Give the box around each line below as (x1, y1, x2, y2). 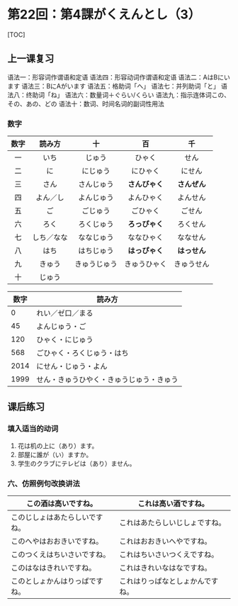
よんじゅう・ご (36, 322, 86, 332)
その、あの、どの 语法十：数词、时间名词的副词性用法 (7, 99, 164, 108)
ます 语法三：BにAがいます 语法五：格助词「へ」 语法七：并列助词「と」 (7, 82, 220, 90)
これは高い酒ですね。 (137, 499, 209, 509)
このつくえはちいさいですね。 (11, 550, 110, 560)
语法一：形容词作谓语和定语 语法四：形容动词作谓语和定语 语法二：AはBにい (7, 72, 230, 82)
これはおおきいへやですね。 (119, 537, 212, 546)
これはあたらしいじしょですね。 (119, 518, 226, 528)
